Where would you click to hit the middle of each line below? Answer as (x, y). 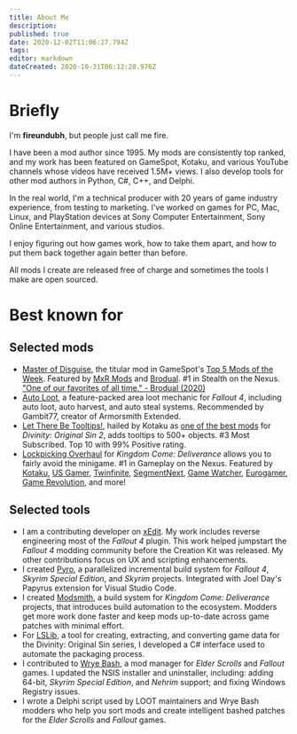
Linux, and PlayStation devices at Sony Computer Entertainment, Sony (137, 216)
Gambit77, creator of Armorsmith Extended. (102, 416)
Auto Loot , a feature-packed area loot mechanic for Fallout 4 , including (152, 397)
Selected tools (50, 510)
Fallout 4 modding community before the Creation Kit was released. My (152, 550)
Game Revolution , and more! (74, 482)
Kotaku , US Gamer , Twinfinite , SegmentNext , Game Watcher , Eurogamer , (155, 472)
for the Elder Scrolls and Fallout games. (94, 720)
